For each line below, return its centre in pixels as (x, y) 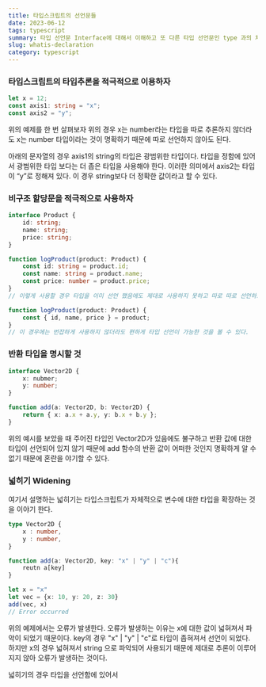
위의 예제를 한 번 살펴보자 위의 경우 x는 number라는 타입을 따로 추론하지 (120, 129)
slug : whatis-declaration (51, 45)
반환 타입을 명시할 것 (45, 354)
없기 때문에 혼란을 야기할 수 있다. (59, 458)
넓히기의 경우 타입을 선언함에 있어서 (63, 674)
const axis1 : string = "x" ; (55, 106)
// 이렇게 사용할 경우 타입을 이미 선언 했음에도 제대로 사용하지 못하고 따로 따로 (123, 296)
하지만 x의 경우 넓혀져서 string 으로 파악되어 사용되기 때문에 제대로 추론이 (122, 647)
